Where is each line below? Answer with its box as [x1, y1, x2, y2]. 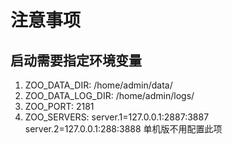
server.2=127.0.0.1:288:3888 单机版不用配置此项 [24, 123, 223, 135]
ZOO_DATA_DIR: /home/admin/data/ [24, 79, 173, 91]
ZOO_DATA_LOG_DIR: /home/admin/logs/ [24, 90, 195, 101]
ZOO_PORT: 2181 [24, 101, 95, 112]
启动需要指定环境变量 [10, 52, 142, 69]
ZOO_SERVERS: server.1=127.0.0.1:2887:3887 [24, 111, 210, 123]
